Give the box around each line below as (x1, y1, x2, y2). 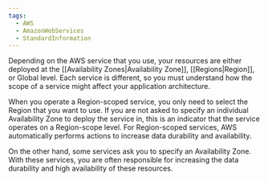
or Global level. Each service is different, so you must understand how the (8, 73, 253, 82)
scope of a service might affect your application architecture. (8, 82, 211, 91)
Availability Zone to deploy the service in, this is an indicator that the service (8, 114, 261, 124)
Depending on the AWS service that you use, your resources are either (8, 56, 242, 66)
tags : (8, 11, 26, 20)
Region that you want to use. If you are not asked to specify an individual (8, 106, 249, 115)
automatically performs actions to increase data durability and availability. (8, 131, 252, 141)
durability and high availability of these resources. (8, 163, 173, 173)
